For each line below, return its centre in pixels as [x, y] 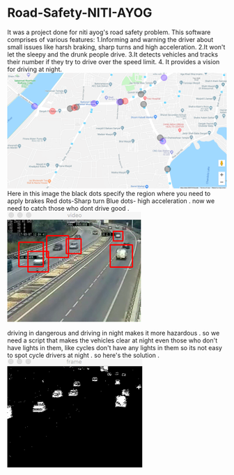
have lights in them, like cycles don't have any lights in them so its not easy [115, 347]
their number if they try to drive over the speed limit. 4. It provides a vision [114, 61]
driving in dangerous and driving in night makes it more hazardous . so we [114, 333]
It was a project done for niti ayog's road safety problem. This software [109, 32]
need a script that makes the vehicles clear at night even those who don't [112, 340]
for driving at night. [35, 69]
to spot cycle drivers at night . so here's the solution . [84, 355]
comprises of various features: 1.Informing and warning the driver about [110, 39]
